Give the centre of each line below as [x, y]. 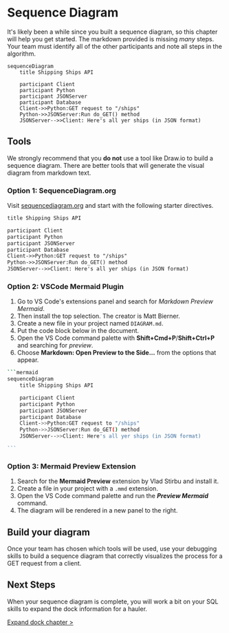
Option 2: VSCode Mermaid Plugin [66, 286]
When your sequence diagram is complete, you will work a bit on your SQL [113, 601]
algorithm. [22, 54]
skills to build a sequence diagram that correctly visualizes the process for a [115, 556]
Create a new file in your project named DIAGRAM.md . [90, 323]
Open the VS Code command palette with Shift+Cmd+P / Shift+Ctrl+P [116, 338]
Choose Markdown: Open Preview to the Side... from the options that [117, 353]
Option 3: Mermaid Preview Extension [72, 466]
